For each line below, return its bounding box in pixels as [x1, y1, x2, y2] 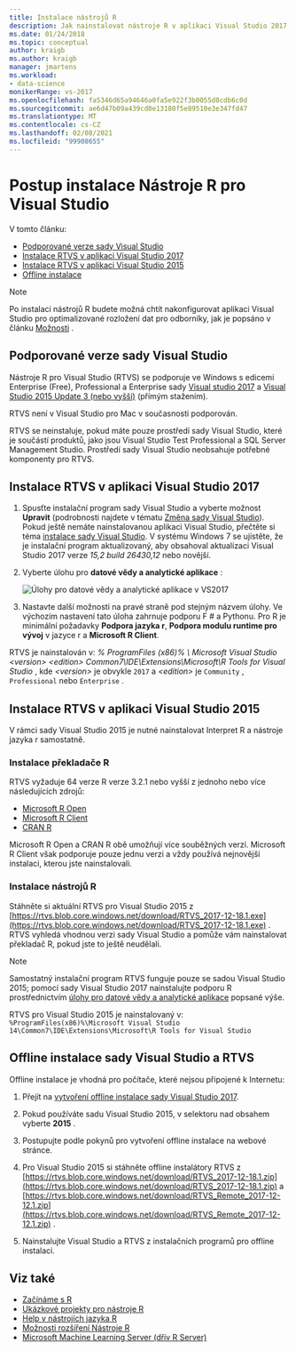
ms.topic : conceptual [9, 37, 90, 47]
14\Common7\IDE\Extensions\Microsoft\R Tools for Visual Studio [9, 1026, 252, 1035]
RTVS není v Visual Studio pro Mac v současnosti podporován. [9, 408, 238, 419]
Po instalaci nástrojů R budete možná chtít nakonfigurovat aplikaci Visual [9, 303, 275, 314]
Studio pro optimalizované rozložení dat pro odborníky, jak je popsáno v [9, 313, 271, 324]
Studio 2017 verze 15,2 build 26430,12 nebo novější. [21, 550, 211, 561]
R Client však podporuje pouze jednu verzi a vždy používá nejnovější [9, 849, 261, 859]
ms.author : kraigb [9, 54, 77, 63]
